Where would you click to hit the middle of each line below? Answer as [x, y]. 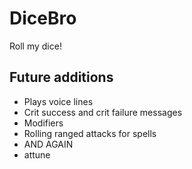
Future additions [61, 77]
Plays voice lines [58, 101]
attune [37, 154]
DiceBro [43, 18]
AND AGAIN [48, 144]
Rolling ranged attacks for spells [90, 133]
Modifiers [43, 123]
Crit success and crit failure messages [103, 112]
